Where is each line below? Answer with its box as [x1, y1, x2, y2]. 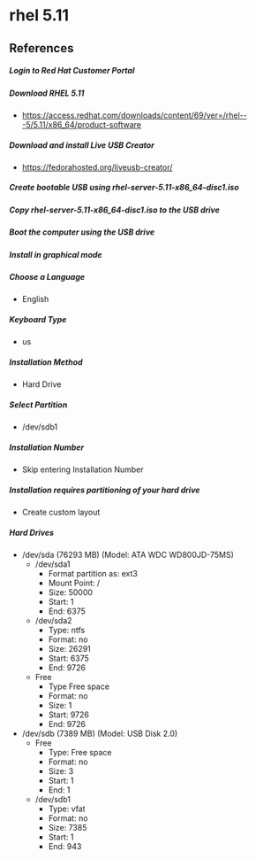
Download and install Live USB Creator [9, 139, 154, 151]
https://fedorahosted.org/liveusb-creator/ [21, 161, 173, 173]
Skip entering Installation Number [21, 464, 144, 475]
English [21, 294, 49, 305]
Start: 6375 [48, 653, 90, 664]
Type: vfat [48, 803, 86, 815]
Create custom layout [21, 507, 101, 518]
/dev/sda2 [34, 615, 72, 626]
